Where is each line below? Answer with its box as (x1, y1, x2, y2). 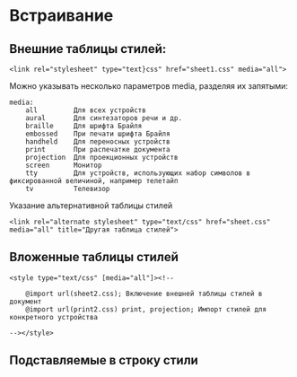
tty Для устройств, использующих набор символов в (25, 169, 251, 178)
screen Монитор (25, 161, 102, 170)
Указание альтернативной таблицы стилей (9, 200, 173, 211)
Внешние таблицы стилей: (9, 41, 167, 57)
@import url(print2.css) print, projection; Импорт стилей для (25, 304, 267, 314)
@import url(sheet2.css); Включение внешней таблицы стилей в (25, 289, 263, 298)
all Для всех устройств (25, 106, 146, 115)
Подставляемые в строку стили (9, 353, 199, 368)
